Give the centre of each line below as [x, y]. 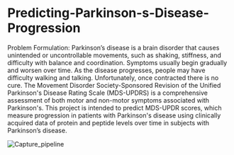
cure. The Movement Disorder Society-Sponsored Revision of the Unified [114, 85]
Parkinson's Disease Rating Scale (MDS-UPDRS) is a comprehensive [107, 93]
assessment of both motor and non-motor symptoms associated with [108, 100]
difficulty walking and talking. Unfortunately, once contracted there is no [113, 77]
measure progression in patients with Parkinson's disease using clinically [114, 115]
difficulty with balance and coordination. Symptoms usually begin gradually [117, 62]
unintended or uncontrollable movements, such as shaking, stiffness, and [115, 55]
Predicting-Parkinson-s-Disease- [108, 13]
